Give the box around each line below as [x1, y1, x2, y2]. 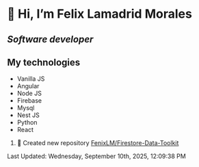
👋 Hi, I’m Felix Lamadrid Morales [7, 6, 193, 22]
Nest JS [16, 111, 40, 119]
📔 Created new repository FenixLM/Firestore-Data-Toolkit [16, 139, 179, 147]
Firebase [16, 97, 42, 105]
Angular [16, 82, 40, 90]
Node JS [16, 89, 42, 98]
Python [16, 118, 38, 127]
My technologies [7, 56, 81, 68]
